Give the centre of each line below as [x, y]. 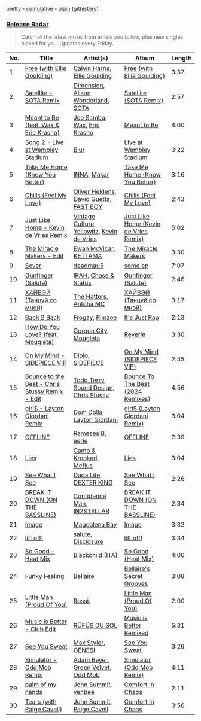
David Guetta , [92, 199]
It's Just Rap [142, 318]
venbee [84, 692]
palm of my [41, 685]
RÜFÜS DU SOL [95, 626]
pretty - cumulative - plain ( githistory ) [52, 9]
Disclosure [88, 542]
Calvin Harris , [92, 68]
